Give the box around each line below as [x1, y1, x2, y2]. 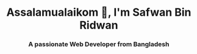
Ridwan [79, 18, 118, 32]
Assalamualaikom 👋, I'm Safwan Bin [6, 5, 192, 19]
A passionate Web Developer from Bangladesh [28, 40, 170, 49]
